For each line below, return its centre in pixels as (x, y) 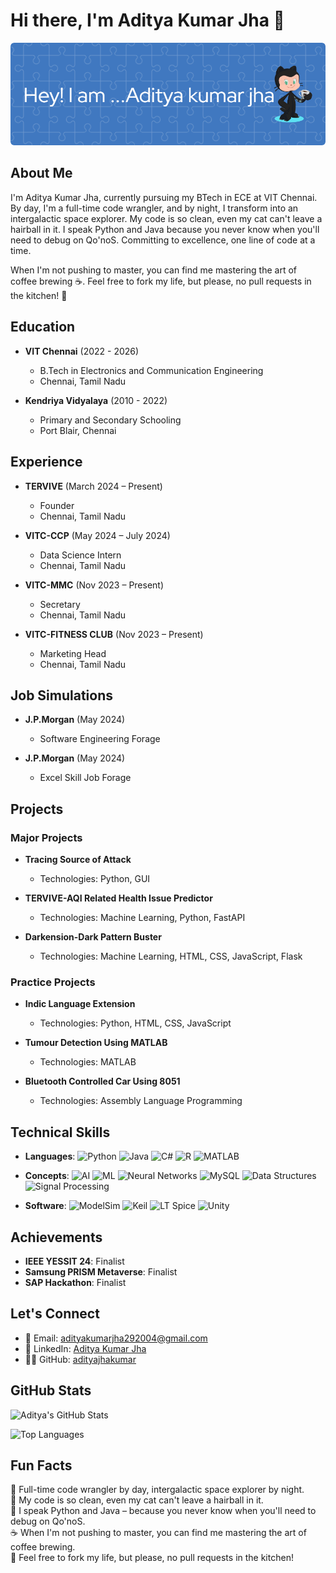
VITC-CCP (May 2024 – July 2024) (97, 535)
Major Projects (46, 837)
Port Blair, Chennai (78, 430)
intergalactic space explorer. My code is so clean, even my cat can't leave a (166, 218)
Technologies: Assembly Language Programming (141, 1101)
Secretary (60, 604)
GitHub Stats (51, 1390)
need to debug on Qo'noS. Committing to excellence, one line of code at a (163, 240)
